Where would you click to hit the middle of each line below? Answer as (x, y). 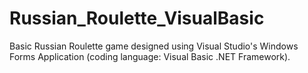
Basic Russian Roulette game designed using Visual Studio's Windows (154, 46)
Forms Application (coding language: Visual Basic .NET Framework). (150, 56)
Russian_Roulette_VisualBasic (137, 18)
